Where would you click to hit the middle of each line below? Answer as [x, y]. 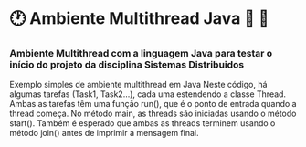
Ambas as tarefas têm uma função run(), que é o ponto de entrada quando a [153, 104]
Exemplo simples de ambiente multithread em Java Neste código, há [138, 85]
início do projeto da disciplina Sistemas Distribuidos [127, 65]
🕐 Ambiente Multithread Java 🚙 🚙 [139, 19]
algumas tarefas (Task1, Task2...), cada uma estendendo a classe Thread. [148, 94]
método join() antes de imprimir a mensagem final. [104, 133]
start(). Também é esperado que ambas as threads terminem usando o [142, 123]
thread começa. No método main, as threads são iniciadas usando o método [153, 114]
